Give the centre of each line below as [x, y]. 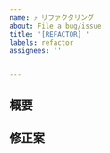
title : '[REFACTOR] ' [50, 34]
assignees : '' [36, 51]
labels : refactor [42, 42]
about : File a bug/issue [55, 26]
